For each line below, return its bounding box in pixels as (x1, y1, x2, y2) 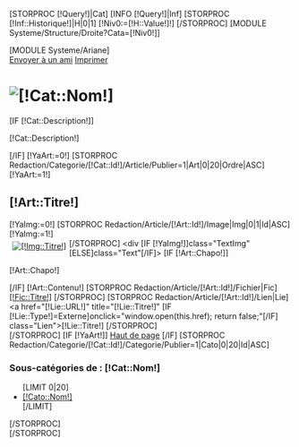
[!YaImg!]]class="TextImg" (152, 237, 251, 248)
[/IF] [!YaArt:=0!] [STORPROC (9, 150, 118, 160)
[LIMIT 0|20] (21, 382, 69, 393)
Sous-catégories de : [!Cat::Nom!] (9, 361, 161, 374)
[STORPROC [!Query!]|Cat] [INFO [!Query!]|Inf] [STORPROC (9, 9, 230, 19)
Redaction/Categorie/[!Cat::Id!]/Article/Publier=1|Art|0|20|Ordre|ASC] (9, 159, 266, 170)
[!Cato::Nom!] (21, 391, 73, 402)
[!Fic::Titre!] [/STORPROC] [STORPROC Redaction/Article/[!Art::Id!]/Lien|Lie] (9, 291, 289, 302)
